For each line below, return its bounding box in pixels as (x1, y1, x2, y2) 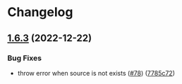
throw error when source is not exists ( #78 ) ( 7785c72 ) (17, 69, 175, 77)
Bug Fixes (7, 53, 42, 63)
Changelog (7, 4, 73, 20)
